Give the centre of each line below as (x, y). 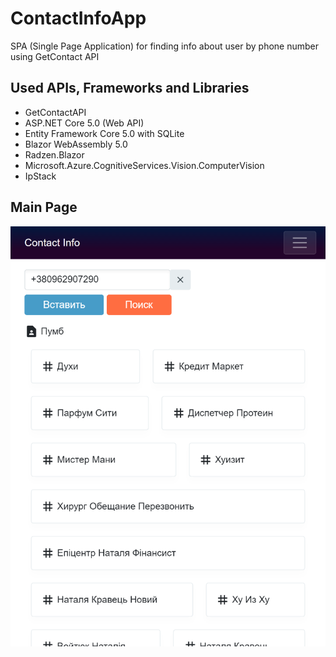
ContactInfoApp (78, 18)
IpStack (40, 176)
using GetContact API (55, 56)
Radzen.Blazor (54, 154)
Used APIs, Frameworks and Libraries (130, 88)
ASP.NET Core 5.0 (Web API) (84, 123)
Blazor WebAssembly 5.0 (76, 144)
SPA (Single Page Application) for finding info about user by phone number (165, 46)
